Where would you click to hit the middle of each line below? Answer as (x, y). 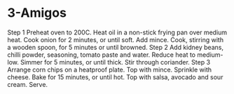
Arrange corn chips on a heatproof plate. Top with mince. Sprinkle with (110, 69)
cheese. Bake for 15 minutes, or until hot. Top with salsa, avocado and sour (115, 77)
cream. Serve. (27, 84)
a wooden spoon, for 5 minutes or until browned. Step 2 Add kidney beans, (116, 47)
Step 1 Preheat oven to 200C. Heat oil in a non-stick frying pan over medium (117, 32)
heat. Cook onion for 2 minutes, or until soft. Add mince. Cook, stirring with (116, 39)
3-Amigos (37, 13)
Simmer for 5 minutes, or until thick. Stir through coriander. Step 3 (115, 62)
